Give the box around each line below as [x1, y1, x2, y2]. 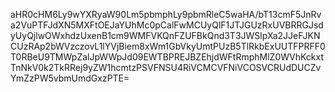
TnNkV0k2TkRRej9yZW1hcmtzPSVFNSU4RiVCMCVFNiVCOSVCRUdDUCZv [10, 62, 322, 73]
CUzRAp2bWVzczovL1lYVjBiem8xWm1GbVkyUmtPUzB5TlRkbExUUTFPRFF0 [10, 40, 326, 52]
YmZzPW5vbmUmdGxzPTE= [10, 72, 130, 84]
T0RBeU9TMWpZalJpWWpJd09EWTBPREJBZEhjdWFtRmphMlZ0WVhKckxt [10, 51, 324, 63]
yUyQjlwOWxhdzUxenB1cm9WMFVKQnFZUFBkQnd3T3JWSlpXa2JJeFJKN [10, 30, 321, 41]
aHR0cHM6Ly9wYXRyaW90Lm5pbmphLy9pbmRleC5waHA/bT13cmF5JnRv [10, 9, 322, 20]
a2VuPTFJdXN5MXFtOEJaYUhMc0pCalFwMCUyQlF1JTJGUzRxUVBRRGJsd [10, 19, 324, 31]
